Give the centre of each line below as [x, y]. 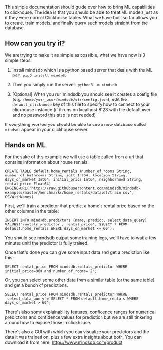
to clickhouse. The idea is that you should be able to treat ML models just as [81, 12]
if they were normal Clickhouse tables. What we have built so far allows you [81, 17]
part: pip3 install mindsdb [39, 75]
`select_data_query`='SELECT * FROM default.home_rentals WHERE [72, 299]
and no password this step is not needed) [54, 115]
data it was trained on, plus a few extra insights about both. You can [73, 337]
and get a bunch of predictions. [37, 285]
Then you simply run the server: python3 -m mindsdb [64, 84]
